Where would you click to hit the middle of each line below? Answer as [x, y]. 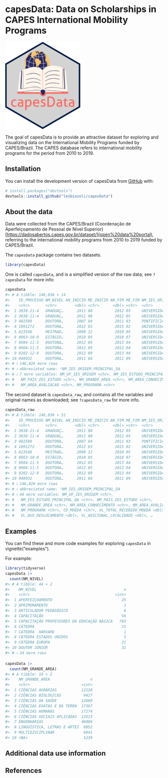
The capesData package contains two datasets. [53, 255]
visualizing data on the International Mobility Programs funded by [72, 142]
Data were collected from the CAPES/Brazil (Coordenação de [68, 224]
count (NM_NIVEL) [26, 579]
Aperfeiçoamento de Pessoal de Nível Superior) [54, 229]
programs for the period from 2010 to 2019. [49, 153]
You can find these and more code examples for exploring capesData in [78, 543]
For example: [19, 558]
